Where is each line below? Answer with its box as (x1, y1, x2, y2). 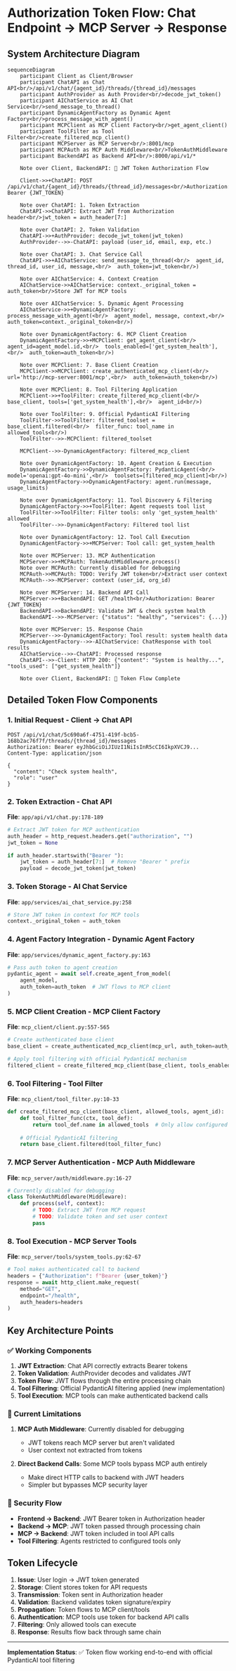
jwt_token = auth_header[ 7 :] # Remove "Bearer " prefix (20, 859, 190, 866)
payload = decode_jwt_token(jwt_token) (20, 865, 137, 872)
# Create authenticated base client (7, 1036, 114, 1043)
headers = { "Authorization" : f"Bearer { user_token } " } (7, 1273, 169, 1280)
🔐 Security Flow (7, 1498, 62, 1508)
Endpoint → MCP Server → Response (7, 20, 227, 36)
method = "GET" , (20, 1285, 61, 1292)
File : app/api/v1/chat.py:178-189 (7, 812, 104, 821)
